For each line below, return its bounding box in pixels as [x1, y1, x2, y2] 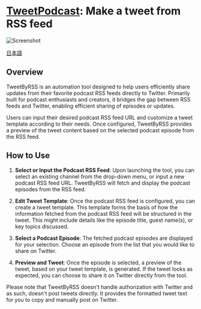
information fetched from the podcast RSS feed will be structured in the [14, 210, 192, 217]
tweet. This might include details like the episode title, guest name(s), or [14, 216, 193, 224]
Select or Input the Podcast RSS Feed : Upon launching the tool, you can [14, 167, 195, 174]
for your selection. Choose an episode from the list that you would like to [14, 240, 195, 248]
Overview [6, 67, 44, 78]
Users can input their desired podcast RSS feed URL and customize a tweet [6, 114, 193, 121]
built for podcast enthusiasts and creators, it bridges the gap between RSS [6, 96, 191, 103]
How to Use [6, 150, 50, 161]
